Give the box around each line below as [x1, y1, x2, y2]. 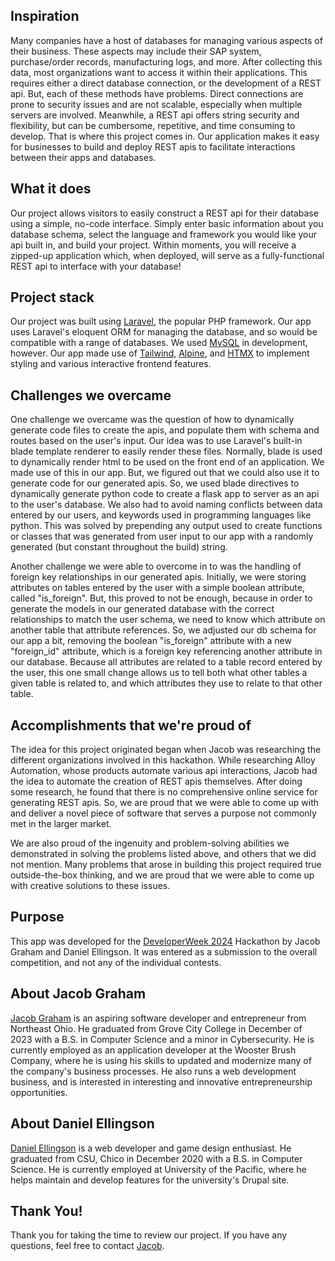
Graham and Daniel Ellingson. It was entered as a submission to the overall [10, 945, 318, 958]
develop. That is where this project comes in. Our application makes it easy [10, 130, 320, 142]
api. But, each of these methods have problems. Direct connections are [10, 87, 304, 99]
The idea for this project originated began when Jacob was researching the [10, 744, 322, 756]
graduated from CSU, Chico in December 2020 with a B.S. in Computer [10, 1152, 303, 1164]
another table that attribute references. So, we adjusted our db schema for [10, 624, 317, 636]
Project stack [10, 289, 95, 306]
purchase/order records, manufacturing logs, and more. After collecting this [10, 55, 323, 68]
